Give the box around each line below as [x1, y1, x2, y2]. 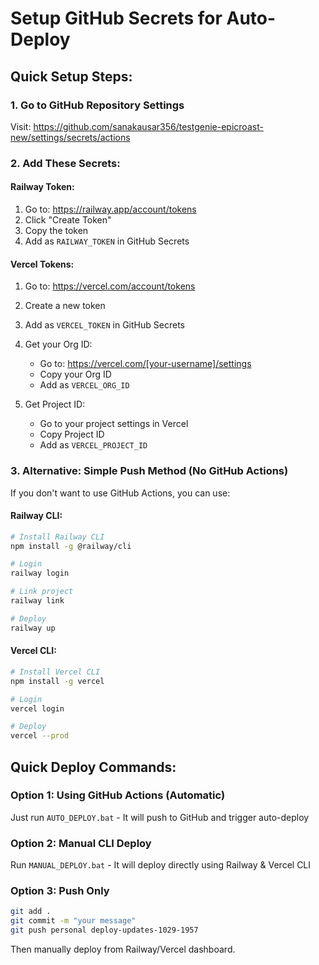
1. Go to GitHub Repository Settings [10, 98, 185, 112]
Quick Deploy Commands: [10, 758, 177, 776]
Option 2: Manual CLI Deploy [10, 836, 152, 850]
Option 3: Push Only [10, 884, 110, 898]
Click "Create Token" [24, 214, 112, 226]
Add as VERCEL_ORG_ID [39, 379, 130, 391]
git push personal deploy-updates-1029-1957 [10, 925, 199, 936]
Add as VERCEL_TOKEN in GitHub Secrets [24, 319, 185, 331]
